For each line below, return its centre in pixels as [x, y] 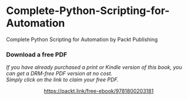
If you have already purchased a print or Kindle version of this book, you [94, 67]
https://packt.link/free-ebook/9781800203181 [99, 91]
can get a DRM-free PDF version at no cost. [59, 74]
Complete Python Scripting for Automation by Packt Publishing [82, 39]
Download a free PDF [37, 54]
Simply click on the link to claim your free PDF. [63, 80]
